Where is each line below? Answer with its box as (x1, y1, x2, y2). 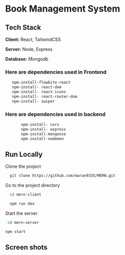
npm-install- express (21, 126, 66, 132)
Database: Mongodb (5, 56, 49, 62)
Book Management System (5, 3, 120, 15)
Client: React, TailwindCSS (5, 36, 61, 42)
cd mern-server (7, 220, 39, 225)
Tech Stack (5, 23, 41, 32)
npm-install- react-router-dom (12, 94, 78, 99)
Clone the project (5, 163, 41, 169)
